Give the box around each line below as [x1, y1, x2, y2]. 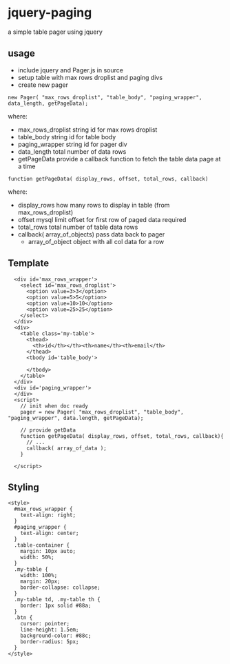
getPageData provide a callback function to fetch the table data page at [17, 154, 221, 163]
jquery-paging [8, 5, 92, 21]
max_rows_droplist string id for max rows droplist [17, 125, 158, 134]
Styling [8, 481, 40, 493]
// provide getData [20, 426, 76, 434]
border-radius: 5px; [20, 638, 79, 645]
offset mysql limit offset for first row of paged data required [17, 215, 187, 223]
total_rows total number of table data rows [17, 223, 138, 231]
